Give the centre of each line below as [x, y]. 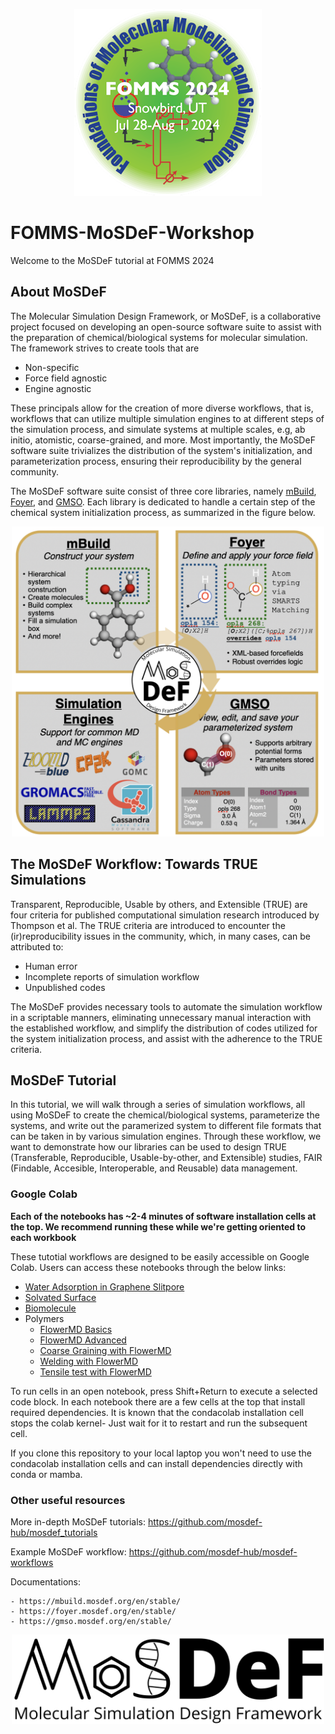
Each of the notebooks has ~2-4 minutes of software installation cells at [163, 1216]
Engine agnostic [58, 388]
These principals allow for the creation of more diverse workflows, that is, [162, 408]
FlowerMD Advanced [83, 1340]
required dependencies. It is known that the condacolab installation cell [157, 1412]
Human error [51, 966]
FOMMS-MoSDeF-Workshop [132, 233]
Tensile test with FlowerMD [95, 1371]
